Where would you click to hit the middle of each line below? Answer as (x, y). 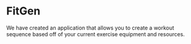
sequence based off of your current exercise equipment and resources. (95, 34)
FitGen (23, 11)
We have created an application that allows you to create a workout (90, 28)
